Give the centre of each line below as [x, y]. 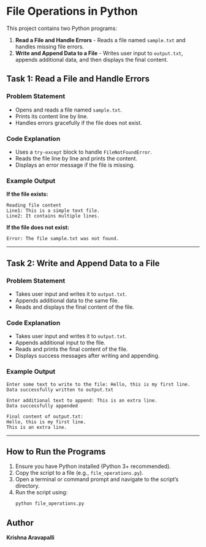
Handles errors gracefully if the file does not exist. [78, 123]
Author [20, 523]
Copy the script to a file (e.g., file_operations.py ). [79, 473]
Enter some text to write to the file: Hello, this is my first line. [98, 384]
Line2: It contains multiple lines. [53, 216]
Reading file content [34, 206]
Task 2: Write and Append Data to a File [83, 263]
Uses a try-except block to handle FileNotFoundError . [83, 152]
